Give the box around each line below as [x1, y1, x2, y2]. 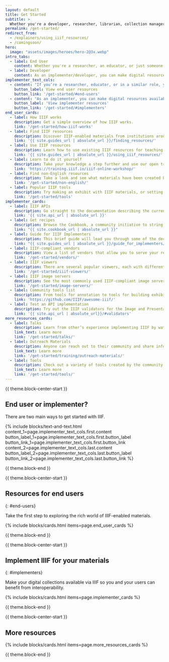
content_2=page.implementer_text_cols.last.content [5, 444, 113, 450]
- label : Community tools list [10, 288, 75, 293]
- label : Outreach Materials [10, 339, 71, 344]
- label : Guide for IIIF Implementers [10, 232, 92, 237]
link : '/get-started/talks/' [14, 335, 75, 340]
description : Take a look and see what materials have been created [14, 175, 161, 181]
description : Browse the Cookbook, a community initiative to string [14, 222, 163, 228]
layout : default [5, 7, 39, 13]
